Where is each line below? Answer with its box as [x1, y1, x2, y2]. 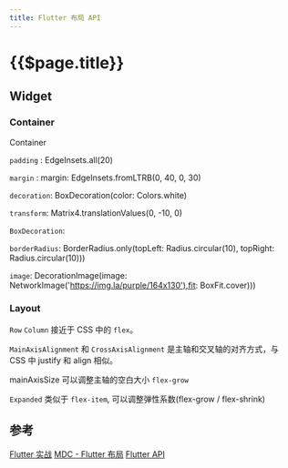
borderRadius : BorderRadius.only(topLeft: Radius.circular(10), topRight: [9, 242, 275, 253]
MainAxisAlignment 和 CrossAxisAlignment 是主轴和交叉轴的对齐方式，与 [9, 343, 280, 354]
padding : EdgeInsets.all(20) [9, 154, 114, 165]
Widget [9, 88, 53, 105]
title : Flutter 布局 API [9, 13, 101, 23]
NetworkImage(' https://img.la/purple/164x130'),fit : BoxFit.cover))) [9, 280, 257, 290]
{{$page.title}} [9, 52, 125, 73]
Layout [9, 302, 41, 315]
